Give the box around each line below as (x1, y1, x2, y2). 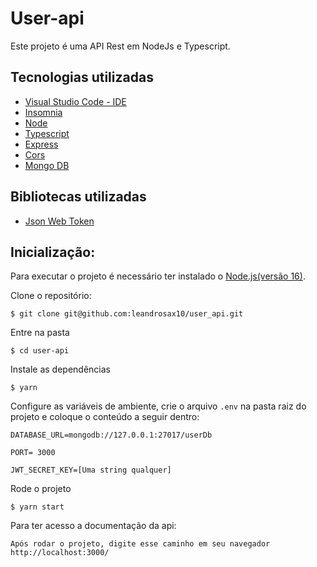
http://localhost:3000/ (10, 548, 110, 558)
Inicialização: (10, 243, 96, 261)
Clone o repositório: (10, 290, 92, 302)
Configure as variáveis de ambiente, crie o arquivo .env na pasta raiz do (10, 400, 307, 412)
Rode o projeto (10, 483, 72, 495)
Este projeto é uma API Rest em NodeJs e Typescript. (10, 40, 231, 52)
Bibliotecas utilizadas (10, 188, 147, 206)
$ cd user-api (10, 346, 70, 356)
